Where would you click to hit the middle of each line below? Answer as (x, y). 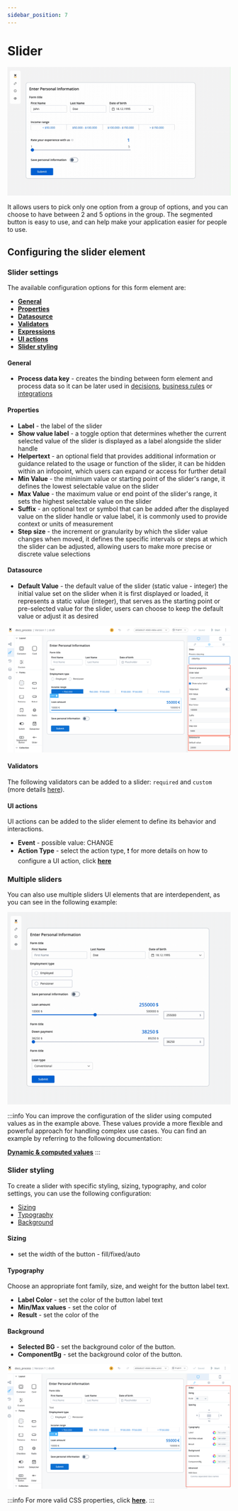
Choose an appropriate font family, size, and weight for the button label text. (119, 1286)
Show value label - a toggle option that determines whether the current (122, 433)
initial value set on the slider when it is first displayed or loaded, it (113, 593)
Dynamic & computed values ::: (54, 1152)
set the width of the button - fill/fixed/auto (79, 1254)
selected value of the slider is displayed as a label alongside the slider (119, 441)
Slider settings (33, 272)
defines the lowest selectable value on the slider (88, 486)
